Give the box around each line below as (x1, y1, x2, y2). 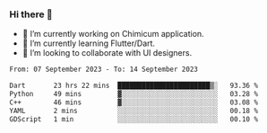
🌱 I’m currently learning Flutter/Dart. (22, 38, 155, 49)
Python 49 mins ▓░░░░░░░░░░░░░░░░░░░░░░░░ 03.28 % (9, 90, 258, 99)
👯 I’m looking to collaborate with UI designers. (22, 48, 193, 58)
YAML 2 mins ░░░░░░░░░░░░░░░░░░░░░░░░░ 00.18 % (9, 106, 258, 115)
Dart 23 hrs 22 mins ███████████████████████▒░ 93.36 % (9, 81, 258, 91)
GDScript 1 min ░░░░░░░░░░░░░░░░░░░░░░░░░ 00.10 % (9, 114, 258, 124)
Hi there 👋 (9, 8, 54, 21)
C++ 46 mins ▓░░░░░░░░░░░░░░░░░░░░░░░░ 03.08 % (9, 98, 258, 107)
